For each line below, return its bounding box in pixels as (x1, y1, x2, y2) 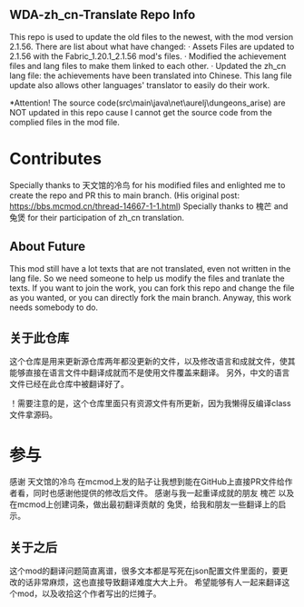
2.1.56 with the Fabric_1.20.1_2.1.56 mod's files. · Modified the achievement (9, 50, 287, 62)
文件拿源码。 (9, 409, 57, 421)
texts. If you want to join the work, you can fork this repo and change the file (9, 282, 295, 294)
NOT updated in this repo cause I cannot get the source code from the (9, 106, 272, 117)
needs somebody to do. (9, 302, 98, 313)
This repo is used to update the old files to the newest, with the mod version (9, 31, 293, 42)
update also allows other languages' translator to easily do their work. (9, 79, 270, 90)
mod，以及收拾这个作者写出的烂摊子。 (16, 588, 162, 599)
